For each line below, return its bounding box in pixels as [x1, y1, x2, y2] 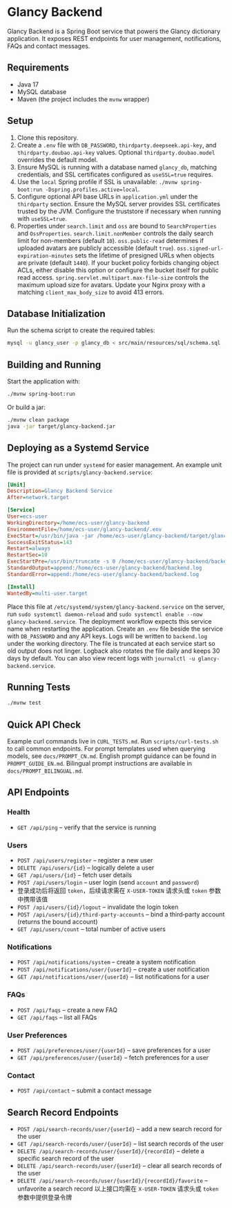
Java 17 [17, 80, 39, 89]
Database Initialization [7, 307, 106, 319]
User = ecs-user [7, 513, 48, 520]
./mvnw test [7, 700, 41, 707]
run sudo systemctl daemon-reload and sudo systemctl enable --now [7, 610, 203, 618]
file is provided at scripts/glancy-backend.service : [7, 468, 153, 476]
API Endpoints [7, 786, 70, 798]
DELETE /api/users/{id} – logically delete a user [17, 863, 155, 872]
